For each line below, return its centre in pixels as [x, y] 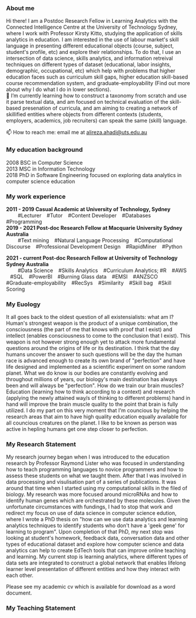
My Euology [23, 304]
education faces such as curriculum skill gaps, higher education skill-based [97, 77]
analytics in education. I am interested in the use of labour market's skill [92, 40]
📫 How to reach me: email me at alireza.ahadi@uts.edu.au [77, 133]
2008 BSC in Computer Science [44, 162]
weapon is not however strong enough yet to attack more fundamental [91, 342]
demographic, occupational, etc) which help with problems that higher [91, 71]
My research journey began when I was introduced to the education [88, 457]
